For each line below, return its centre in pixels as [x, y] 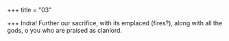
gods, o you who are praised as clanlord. [64, 30]
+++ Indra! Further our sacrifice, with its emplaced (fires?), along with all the [115, 23]
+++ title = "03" [29, 10]
